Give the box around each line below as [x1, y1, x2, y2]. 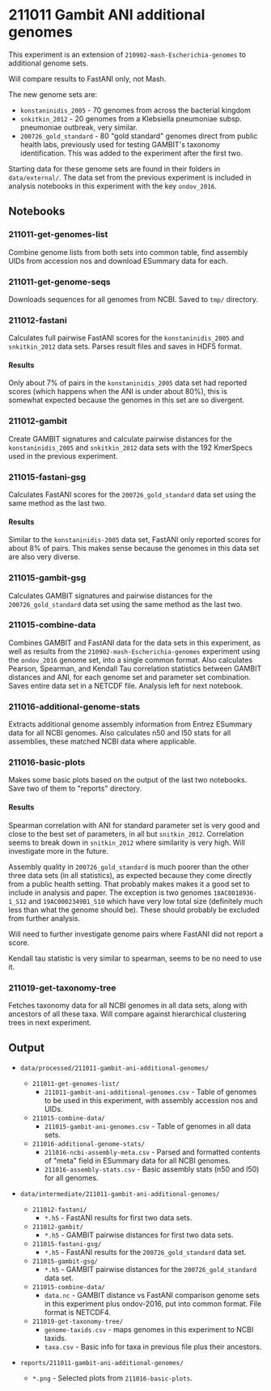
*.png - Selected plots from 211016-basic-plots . [32, 1373, 193, 1383]
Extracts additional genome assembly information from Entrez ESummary [8, 719, 252, 729]
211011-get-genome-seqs [8, 276, 111, 287]
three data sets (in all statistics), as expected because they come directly [8, 870, 252, 880]
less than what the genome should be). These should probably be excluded [8, 905, 260, 914]
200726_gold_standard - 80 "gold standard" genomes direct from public [19, 131, 258, 141]
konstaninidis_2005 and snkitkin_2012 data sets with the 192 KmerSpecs [8, 443, 253, 452]
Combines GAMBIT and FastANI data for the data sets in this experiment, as [8, 638, 261, 647]
